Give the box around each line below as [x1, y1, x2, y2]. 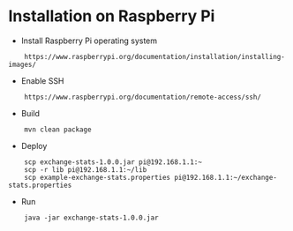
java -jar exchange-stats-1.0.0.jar [24, 213, 160, 222]
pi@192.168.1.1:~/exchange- [174, 173, 277, 182]
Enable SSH [20, 75, 64, 86]
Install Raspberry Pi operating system [20, 35, 158, 46]
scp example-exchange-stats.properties [24, 173, 171, 182]
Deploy [20, 140, 48, 151]
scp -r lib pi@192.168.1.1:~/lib [24, 165, 147, 174]
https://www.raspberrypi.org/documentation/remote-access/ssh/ [24, 93, 262, 101]
